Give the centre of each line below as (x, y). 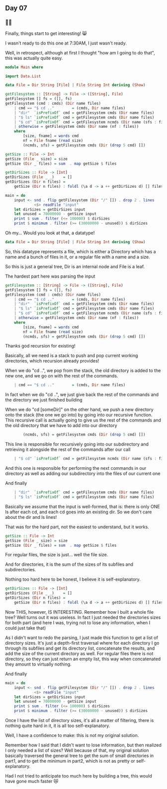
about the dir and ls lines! (31, 517)
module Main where (24, 67)
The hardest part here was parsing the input (50, 276)
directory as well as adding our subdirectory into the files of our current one (83, 473)
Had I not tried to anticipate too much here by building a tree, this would (79, 776)
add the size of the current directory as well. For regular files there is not (79, 653)
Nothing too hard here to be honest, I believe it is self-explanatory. (73, 579)
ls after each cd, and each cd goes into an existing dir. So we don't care (79, 512)
